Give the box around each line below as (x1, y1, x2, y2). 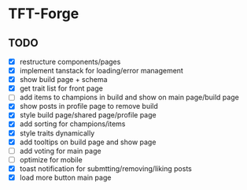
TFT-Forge (8, 5, 79, 23)
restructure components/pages (19, 57, 121, 66)
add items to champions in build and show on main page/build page (19, 92, 240, 102)
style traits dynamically (19, 128, 95, 138)
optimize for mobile (19, 155, 83, 164)
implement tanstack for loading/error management (19, 66, 183, 76)
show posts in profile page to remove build (19, 102, 159, 111)
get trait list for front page (19, 84, 104, 93)
